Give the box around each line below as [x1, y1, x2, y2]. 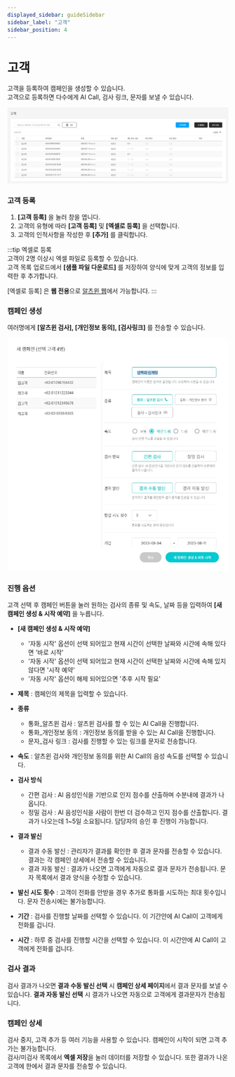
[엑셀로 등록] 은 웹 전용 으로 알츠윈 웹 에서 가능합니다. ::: [7, 287, 157, 295]
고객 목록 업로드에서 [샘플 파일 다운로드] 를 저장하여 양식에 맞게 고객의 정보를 [7, 263, 217, 272]
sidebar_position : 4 [7, 26, 68, 33]
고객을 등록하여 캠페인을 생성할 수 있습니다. [7, 84, 126, 93]
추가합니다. [27, 272, 58, 281]
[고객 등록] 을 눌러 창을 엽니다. [17, 213, 101, 222]
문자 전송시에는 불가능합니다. [27, 897, 106, 905]
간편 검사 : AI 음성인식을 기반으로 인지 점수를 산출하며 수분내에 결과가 [27, 791, 217, 799]
